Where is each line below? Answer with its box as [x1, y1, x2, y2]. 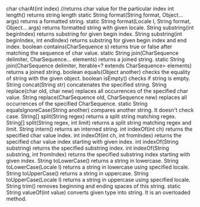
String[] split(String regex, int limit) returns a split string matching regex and [6, 119, 192, 126]
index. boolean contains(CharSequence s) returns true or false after [6, 43, 173, 50]
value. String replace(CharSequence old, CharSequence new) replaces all [6, 94, 187, 101]
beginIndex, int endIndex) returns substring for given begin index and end [6, 37, 187, 44]
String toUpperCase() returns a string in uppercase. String [6, 170, 149, 177]
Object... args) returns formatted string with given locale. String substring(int [6, 24, 194, 31]
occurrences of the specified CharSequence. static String [6, 100, 148, 107]
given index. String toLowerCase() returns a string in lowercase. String [6, 157, 179, 164]
